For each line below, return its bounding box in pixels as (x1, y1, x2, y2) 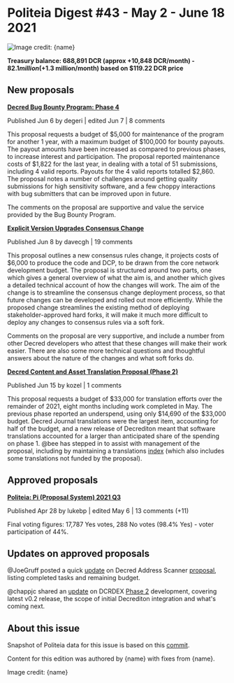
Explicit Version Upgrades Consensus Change (7, 224, 145, 232)
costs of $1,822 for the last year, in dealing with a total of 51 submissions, (7, 160, 218, 168)
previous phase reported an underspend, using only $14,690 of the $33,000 (7, 409, 226, 418)
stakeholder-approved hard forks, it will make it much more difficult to (7, 310, 208, 319)
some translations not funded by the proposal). (7, 453, 142, 463)
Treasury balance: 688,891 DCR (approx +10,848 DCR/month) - (7, 56, 196, 64)
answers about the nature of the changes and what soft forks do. (7, 353, 194, 362)
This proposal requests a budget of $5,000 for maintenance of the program (7, 129, 224, 138)
